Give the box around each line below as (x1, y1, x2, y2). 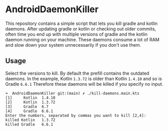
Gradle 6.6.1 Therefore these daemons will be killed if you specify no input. (5, 81, 163, 87)
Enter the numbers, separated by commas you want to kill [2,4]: (5, 113, 146, 118)
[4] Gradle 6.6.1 (5, 108, 53, 114)
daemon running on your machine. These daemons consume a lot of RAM (5, 37, 160, 43)
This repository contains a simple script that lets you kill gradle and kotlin (5, 20, 158, 26)
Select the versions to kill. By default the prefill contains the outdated (5, 70, 150, 76)
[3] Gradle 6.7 (5, 104, 49, 109)
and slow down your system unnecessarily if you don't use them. (5, 42, 141, 48)
